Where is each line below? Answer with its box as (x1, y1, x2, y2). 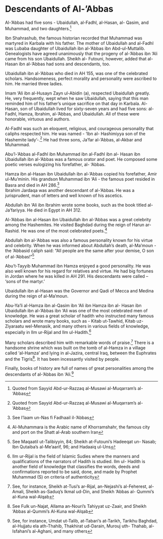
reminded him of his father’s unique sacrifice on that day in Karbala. (5, 100, 141, 106)
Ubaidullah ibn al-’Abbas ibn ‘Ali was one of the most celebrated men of (5, 308, 148, 314)
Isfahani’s (12, 528, 32, 534)
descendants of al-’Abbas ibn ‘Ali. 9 (5, 370, 74, 377)
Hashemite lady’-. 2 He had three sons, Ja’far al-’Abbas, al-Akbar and (5, 135, 142, 142)
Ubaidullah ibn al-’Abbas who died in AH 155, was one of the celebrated (5, 70, 148, 76)
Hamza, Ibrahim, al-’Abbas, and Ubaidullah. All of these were (18, 111, 140, 116)
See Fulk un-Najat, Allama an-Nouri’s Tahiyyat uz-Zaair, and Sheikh (12, 503, 147, 509)
